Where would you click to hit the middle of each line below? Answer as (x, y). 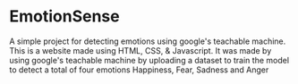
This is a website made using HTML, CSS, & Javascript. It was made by (140, 50)
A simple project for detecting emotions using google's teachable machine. (148, 41)
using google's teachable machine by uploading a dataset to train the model (149, 60)
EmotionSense (64, 17)
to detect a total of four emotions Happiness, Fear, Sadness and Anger (139, 70)
